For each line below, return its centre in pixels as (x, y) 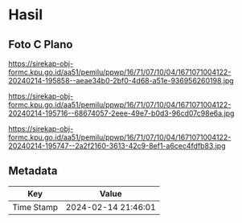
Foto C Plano (41, 45)
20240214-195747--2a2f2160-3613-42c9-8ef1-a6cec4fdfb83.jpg (117, 146)
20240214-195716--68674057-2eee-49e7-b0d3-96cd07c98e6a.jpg (121, 113)
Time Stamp (35, 207)
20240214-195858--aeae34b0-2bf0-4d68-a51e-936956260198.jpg (121, 81)
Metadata (33, 171)
